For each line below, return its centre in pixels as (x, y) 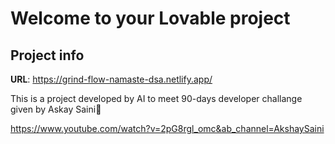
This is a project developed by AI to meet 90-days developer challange (156, 98)
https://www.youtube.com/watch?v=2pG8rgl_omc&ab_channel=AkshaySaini (167, 128)
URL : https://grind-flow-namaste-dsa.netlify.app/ (111, 79)
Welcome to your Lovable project (150, 18)
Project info (47, 55)
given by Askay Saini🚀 (56, 109)
